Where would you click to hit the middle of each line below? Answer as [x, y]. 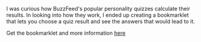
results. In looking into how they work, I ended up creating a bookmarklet [98, 15]
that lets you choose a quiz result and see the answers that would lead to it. [101, 21]
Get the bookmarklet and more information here [66, 33]
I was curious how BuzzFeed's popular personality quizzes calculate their [98, 9]
